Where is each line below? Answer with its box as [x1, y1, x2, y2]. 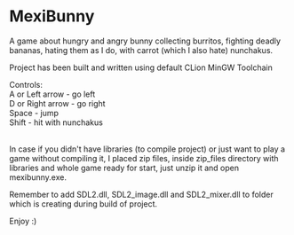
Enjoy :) [9, 215, 37, 226]
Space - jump [9, 107, 60, 118]
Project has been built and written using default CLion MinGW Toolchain [9, 62, 274, 73]
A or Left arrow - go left [9, 89, 96, 99]
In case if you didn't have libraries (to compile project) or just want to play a [9, 144, 286, 154]
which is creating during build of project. [9, 198, 158, 209]
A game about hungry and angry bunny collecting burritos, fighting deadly [9, 35, 282, 46]
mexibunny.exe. [9, 171, 67, 183]
